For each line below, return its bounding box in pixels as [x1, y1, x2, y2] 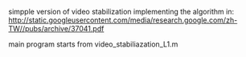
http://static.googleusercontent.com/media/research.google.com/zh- [8, 15, 238, 25]
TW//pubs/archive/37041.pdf [8, 24, 105, 33]
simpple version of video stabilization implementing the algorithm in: [8, 7, 235, 16]
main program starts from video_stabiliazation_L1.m [8, 39, 178, 49]
